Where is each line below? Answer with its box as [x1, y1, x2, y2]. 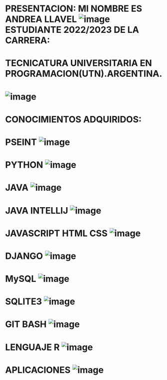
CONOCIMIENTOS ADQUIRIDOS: [5, 114, 142, 125]
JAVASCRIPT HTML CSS [5, 228, 108, 239]
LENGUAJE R [5, 342, 60, 353]
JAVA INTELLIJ [5, 205, 68, 216]
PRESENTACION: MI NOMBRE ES [5, 3, 143, 14]
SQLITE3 [5, 296, 42, 307]
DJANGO [5, 250, 43, 261]
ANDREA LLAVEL [5, 13, 77, 25]
